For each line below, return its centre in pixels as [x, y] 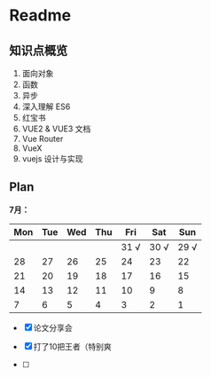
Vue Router [43, 139]
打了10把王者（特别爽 [73, 346]
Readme [40, 16]
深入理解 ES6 [46, 106]
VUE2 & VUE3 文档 [56, 129]
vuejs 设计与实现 [52, 159]
